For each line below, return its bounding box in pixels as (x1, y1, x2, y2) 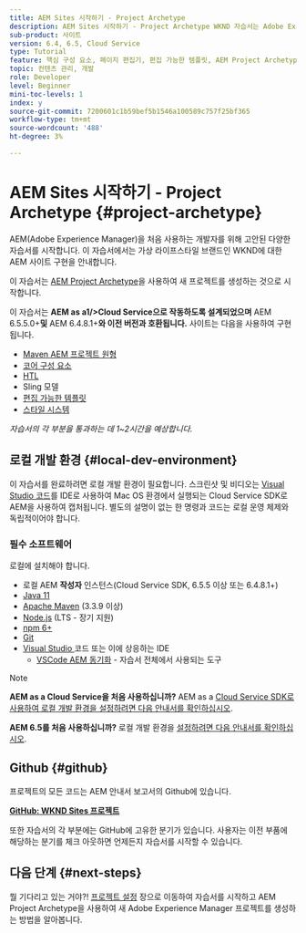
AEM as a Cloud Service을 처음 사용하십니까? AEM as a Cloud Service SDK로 (9, 690, 294, 702)
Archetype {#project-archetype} (9, 202, 262, 223)
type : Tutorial (9, 47, 67, 57)
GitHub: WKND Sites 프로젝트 (9, 804, 120, 816)
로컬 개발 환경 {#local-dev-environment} (9, 452, 238, 468)
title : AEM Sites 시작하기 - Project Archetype (9, 13, 186, 23)
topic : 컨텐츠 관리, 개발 (9, 65, 95, 74)
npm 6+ (22, 622, 53, 633)
